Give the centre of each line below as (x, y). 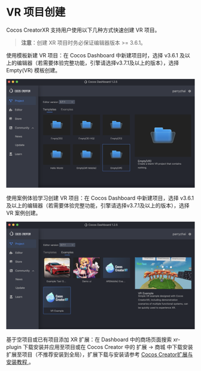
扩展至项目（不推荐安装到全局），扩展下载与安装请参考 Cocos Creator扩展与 (100, 355)
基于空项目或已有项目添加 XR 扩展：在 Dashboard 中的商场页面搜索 (89, 340)
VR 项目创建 (36, 12)
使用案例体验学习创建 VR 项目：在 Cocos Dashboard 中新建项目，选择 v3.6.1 (100, 198)
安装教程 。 (20, 362)
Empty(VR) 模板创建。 (33, 70)
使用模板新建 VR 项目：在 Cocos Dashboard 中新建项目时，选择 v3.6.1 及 (96, 55)
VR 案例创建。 (24, 213)
